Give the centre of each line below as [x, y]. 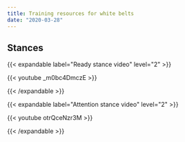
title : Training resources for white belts [71, 13]
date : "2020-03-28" [35, 20]
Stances [25, 48]
